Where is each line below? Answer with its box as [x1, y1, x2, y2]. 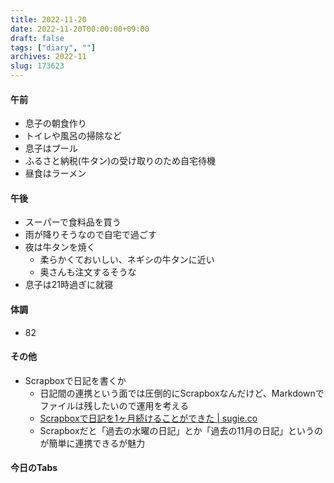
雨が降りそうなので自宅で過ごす [24, 229, 157, 241]
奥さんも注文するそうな [39, 266, 137, 278]
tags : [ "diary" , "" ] [10, 42, 97, 53]
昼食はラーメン [24, 167, 87, 180]
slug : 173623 [10, 61, 65, 71]
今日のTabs [10, 462, 58, 474]
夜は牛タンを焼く [24, 241, 96, 253]
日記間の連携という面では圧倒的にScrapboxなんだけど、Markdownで [39, 387, 325, 399]
